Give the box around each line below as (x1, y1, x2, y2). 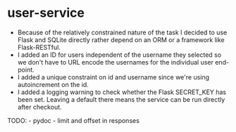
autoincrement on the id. (17, 80, 89, 88)
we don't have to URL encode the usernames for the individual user (17, 58, 213, 66)
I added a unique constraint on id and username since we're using (17, 72, 210, 81)
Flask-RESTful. (17, 43, 61, 51)
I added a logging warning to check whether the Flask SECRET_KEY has (17, 88, 227, 96)
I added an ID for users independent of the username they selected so (17, 51, 222, 59)
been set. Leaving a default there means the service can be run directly (17, 95, 225, 103)
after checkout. (17, 103, 62, 111)
